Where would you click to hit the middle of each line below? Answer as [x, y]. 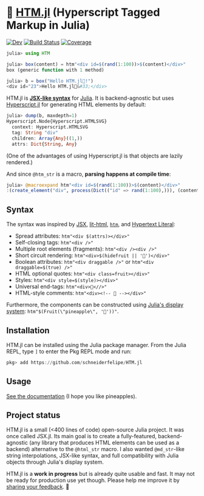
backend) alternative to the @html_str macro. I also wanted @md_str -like [96, 449]
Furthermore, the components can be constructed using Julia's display [95, 305]
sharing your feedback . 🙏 [38, 487]
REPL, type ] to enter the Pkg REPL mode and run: [69, 351]
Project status [33, 415]
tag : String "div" [35, 133]
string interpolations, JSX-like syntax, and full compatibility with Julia [93, 456]
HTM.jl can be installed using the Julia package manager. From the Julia [96, 345]
